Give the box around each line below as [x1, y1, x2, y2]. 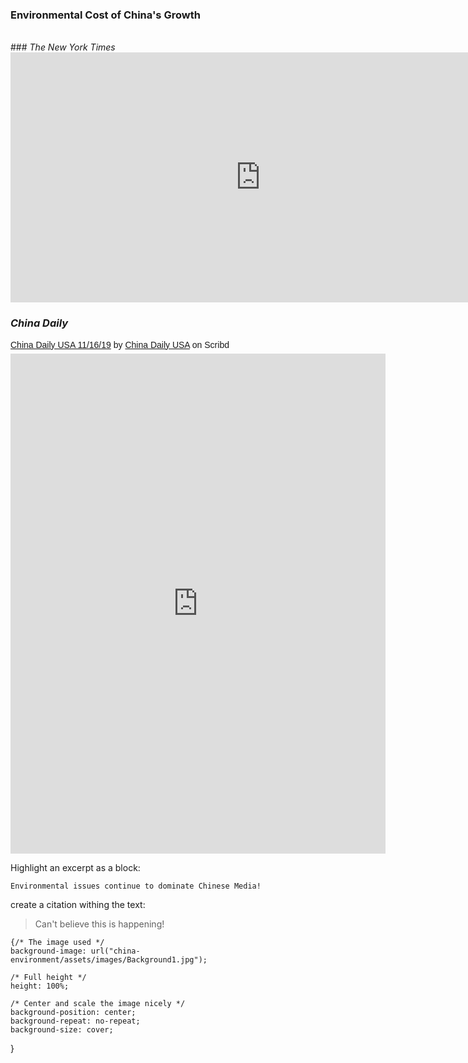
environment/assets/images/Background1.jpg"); [10, 954, 208, 965]
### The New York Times [10, 41, 116, 53]
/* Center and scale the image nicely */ [10, 998, 186, 1008]
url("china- [90, 946, 141, 956]
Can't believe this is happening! [34, 918, 165, 930]
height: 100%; [10, 981, 70, 991]
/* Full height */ [10, 972, 87, 982]
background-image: [10, 946, 87, 956]
